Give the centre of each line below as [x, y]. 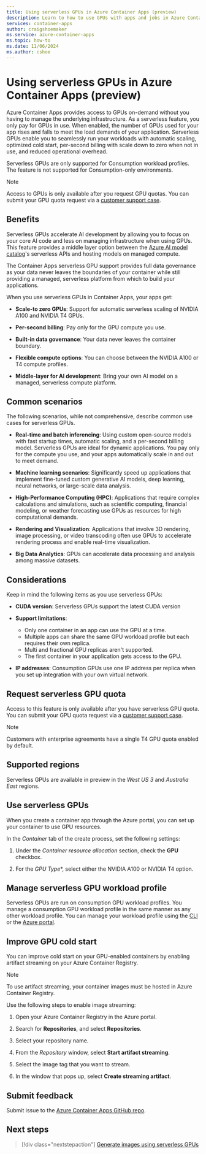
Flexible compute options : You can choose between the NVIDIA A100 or [107, 357]
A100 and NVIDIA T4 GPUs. [50, 315]
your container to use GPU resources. [54, 827]
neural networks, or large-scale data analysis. [73, 486]
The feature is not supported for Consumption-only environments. [90, 170]
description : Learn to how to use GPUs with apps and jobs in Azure [96, 18]
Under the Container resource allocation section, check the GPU [97, 850]
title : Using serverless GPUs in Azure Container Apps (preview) [91, 12]
